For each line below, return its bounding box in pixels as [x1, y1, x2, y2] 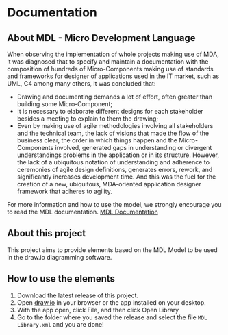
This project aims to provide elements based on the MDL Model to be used [7, 245, 218, 254]
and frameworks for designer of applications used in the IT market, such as [7, 72, 220, 80]
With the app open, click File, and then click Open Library [16, 306, 179, 314]
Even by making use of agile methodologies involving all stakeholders [16, 122, 214, 129]
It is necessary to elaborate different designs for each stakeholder [16, 108, 203, 115]
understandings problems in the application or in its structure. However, [16, 151, 220, 159]
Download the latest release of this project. [16, 291, 139, 299]
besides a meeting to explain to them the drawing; [16, 114, 159, 123]
